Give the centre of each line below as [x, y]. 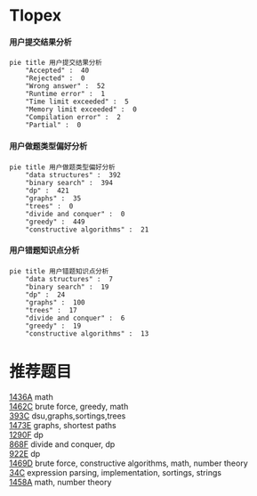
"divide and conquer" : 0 [75, 214]
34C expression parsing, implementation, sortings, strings [116, 472]
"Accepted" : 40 [57, 71]
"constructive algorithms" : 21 [87, 229]
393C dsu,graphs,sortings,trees [68, 416]
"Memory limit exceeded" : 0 [81, 110]
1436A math [31, 396]
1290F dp [27, 435]
